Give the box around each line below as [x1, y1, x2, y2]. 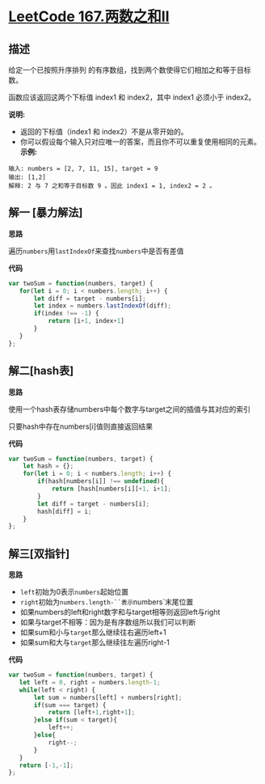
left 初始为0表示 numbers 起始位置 [19, 587, 129, 597]
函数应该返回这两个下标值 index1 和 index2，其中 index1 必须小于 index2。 [8, 92, 256, 102]
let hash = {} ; [23, 462, 74, 470]
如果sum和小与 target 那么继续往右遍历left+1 [19, 628, 167, 638]
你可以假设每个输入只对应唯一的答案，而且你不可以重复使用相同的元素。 [19, 137, 261, 146]
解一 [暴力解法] [8, 206, 83, 219]
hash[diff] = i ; [37, 507, 92, 515]
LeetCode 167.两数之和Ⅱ [8, 7, 170, 26]
